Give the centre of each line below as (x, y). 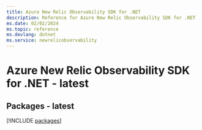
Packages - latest (40, 106)
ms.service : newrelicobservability (52, 40)
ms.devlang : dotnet (31, 35)
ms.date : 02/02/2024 (33, 23)
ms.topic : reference (33, 29)
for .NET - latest (47, 84)
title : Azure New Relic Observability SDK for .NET (73, 12)
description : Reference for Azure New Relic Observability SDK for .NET (101, 18)
